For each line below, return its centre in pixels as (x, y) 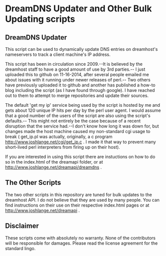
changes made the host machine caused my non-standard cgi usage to (78, 131)
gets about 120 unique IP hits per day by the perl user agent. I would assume (83, 110)
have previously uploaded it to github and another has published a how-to (80, 85)
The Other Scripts (33, 183)
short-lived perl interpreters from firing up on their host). (62, 147)
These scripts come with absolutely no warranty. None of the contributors (80, 238)
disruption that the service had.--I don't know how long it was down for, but (82, 126)
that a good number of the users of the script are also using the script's (78, 116)
